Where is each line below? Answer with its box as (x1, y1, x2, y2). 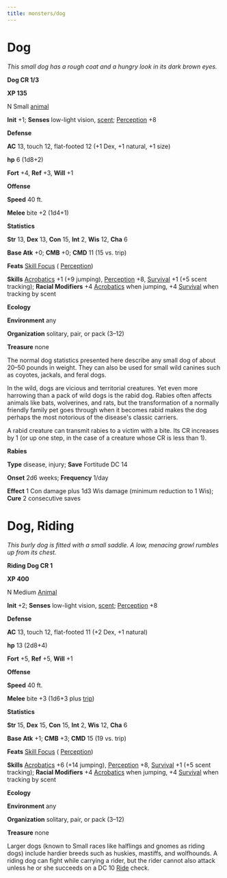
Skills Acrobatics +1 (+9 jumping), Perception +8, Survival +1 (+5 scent (7, 275, 207, 283)
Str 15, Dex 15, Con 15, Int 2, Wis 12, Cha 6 (7, 721, 128, 729)
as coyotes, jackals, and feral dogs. (7, 370, 107, 379)
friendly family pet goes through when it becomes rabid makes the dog (7, 405, 207, 414)
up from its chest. (7, 548, 57, 556)
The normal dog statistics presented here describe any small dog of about (7, 356, 216, 364)
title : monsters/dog (7, 10, 66, 17)
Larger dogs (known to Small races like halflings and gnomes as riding (7, 842, 205, 850)
